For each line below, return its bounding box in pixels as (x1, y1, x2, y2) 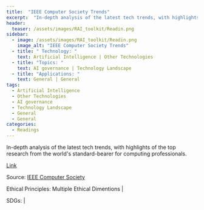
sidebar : (6, 31, 29, 38)
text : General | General (17, 76, 80, 82)
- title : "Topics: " (12, 59, 64, 65)
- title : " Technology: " (12, 48, 78, 54)
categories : (6, 122, 36, 128)
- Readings (12, 127, 39, 133)
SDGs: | (6, 197, 25, 204)
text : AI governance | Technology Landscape (17, 65, 132, 71)
